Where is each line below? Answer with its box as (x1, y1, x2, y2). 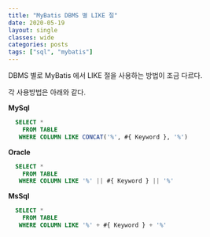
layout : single (8, 26, 58, 34)
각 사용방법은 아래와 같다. (8, 87, 87, 97)
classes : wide (8, 33, 55, 42)
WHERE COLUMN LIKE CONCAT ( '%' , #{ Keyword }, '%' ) (18, 133, 189, 141)
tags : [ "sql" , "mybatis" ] (8, 48, 93, 56)
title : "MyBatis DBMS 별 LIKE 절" (8, 11, 118, 20)
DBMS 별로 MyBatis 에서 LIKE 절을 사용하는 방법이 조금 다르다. (8, 71, 203, 80)
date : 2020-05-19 (8, 19, 65, 27)
